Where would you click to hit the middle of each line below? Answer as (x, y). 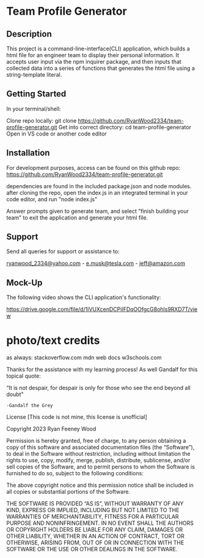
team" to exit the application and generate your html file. (77, 217)
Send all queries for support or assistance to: (63, 251)
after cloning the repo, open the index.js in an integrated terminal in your (97, 193)
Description (29, 34)
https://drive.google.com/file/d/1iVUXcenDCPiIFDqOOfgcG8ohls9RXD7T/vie (102, 309)
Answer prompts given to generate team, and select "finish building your (98, 211)
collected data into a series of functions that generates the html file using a (101, 68)
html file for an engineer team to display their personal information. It (93, 55)
